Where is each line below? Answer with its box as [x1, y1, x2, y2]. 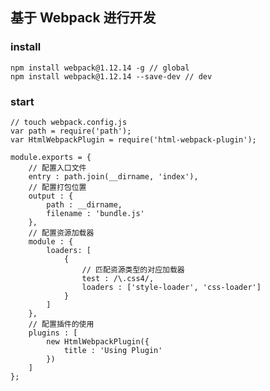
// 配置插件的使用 [28, 319, 95, 329]
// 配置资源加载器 [28, 228, 95, 238]
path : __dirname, [46, 199, 123, 210]
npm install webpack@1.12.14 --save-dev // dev [10, 71, 213, 82]
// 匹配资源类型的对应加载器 [81, 264, 185, 275]
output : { [28, 191, 74, 201]
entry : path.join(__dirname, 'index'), [28, 171, 199, 182]
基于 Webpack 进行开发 [10, 9, 157, 27]
